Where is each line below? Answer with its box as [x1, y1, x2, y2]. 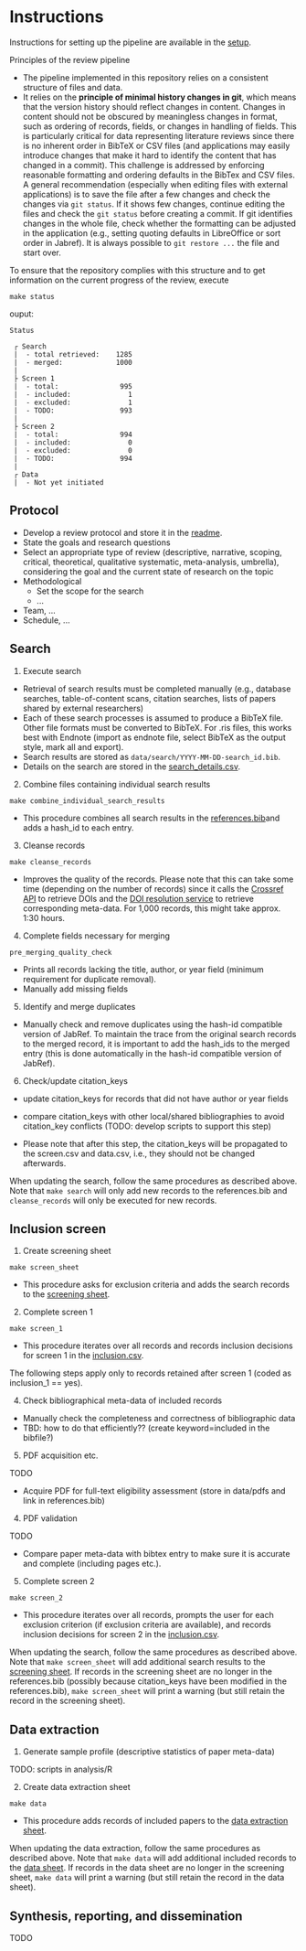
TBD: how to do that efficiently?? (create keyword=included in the [22, 1422, 270, 1433]
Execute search [22, 665, 82, 676]
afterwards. [22, 1157, 67, 1168]
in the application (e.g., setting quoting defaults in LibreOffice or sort [22, 227, 281, 239]
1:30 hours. [22, 912, 66, 923]
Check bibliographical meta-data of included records [22, 1395, 223, 1406]
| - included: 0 [13, 437, 132, 447]
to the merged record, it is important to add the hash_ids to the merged [22, 1038, 290, 1049]
